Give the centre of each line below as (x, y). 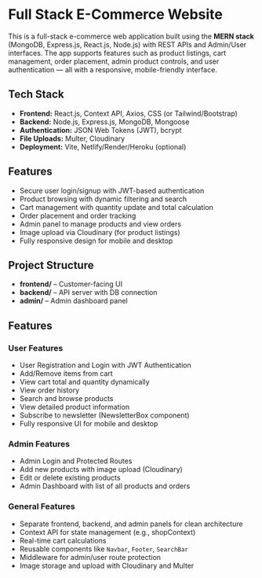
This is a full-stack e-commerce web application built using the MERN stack (131, 36)
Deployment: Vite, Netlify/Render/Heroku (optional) (103, 146)
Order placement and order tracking (78, 215)
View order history (49, 390)
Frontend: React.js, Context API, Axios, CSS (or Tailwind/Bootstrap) (128, 113)
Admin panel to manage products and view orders (100, 224)
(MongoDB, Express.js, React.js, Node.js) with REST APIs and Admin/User (127, 44)
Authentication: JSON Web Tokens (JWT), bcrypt (100, 130)
